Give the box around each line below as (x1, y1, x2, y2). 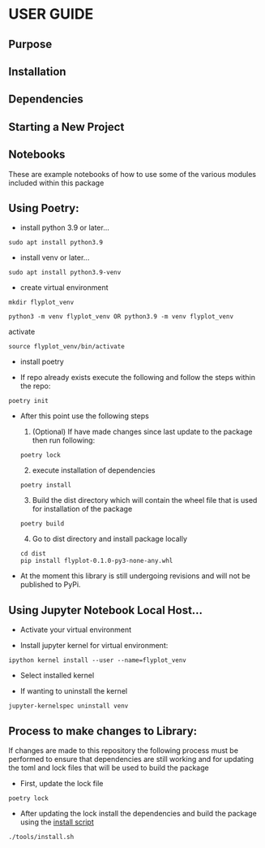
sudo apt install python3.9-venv (8, 269, 122, 277)
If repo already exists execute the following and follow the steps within (19, 373, 255, 383)
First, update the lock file (19, 779, 104, 788)
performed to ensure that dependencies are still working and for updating (8, 755, 254, 764)
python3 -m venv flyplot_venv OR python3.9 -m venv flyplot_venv (8, 313, 233, 321)
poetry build (19, 520, 65, 528)
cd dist (19, 550, 46, 558)
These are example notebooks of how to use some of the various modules (8, 169, 257, 179)
